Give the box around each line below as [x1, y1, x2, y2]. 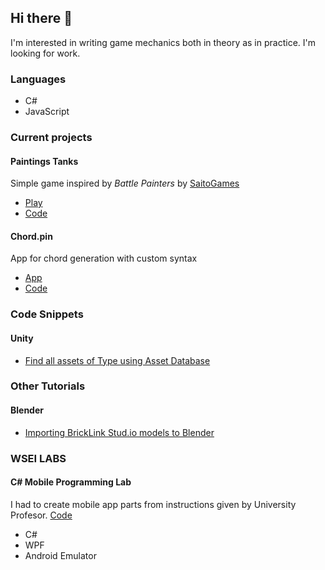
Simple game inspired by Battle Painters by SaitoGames [10, 177, 240, 190]
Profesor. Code [10, 509, 73, 521]
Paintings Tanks [10, 155, 79, 167]
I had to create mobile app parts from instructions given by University [10, 498, 297, 510]
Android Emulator [24, 549, 97, 561]
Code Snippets [10, 307, 84, 321]
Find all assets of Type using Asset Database [24, 354, 211, 366]
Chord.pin [10, 230, 53, 242]
